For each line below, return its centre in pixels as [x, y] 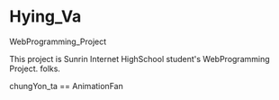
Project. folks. [35, 68]
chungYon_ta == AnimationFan [66, 86]
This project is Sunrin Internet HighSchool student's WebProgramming [139, 59]
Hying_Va [45, 17]
